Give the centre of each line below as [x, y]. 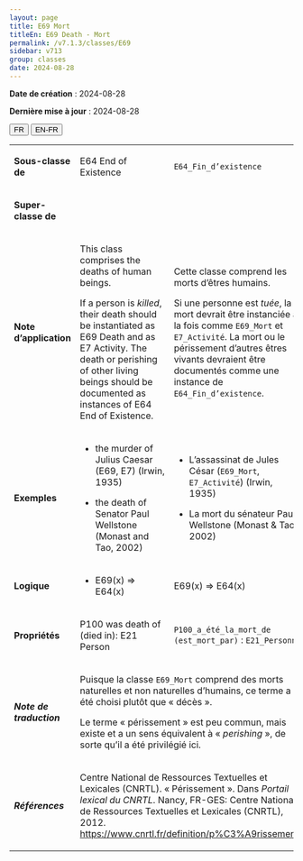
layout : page [34, 18]
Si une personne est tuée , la [233, 303]
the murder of [124, 448]
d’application [43, 337]
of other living [109, 371]
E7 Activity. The [113, 348]
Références [39, 805]
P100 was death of [120, 624]
